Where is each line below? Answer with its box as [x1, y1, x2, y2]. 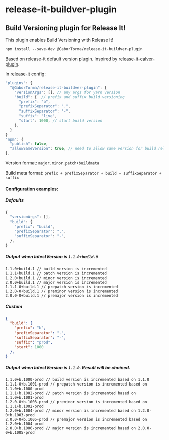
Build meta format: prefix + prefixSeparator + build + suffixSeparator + [5, 170, 162, 176]
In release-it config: [5, 71, 46, 77]
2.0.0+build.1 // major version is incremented [5, 280, 107, 285]
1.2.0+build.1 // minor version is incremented [5, 275, 107, 281]
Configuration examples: [5, 186, 59, 192]
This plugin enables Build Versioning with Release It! [5, 37, 114, 43]
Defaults [5, 197, 24, 203]
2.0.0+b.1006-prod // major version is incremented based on [5, 426, 136, 431]
